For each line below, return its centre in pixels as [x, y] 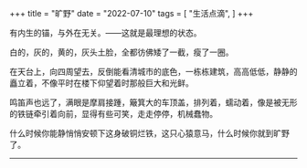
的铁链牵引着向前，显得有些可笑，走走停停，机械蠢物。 [113, 114]
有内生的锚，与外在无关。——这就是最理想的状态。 [106, 33]
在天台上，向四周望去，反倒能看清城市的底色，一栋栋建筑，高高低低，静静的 [153, 72]
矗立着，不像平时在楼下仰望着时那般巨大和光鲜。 [101, 83]
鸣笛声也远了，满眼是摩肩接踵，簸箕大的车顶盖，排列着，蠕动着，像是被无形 [153, 102]
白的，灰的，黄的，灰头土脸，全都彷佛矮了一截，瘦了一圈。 [122, 52]
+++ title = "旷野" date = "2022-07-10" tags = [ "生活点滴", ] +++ [132, 13]
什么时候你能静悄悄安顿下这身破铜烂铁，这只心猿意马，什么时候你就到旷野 [149, 133]
